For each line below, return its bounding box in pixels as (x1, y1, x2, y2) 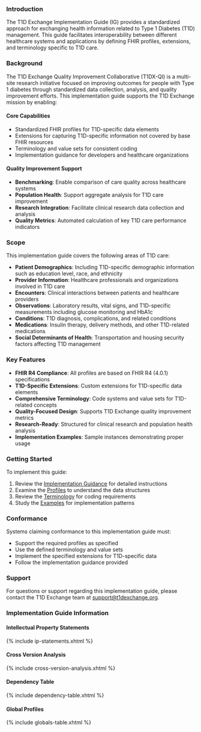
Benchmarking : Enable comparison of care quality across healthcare (14, 178, 186, 186)
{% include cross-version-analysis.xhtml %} (6, 665, 116, 672)
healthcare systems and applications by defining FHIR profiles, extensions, (6, 38, 191, 45)
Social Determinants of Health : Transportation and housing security (14, 334, 185, 342)
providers (14, 296, 39, 303)
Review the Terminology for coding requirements (14, 493, 136, 500)
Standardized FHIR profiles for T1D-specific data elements (14, 125, 159, 133)
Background (6, 59, 43, 67)
